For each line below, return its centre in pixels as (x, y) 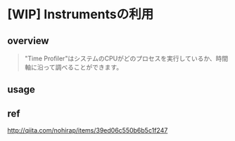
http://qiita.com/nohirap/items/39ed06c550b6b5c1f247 (88, 130)
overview (28, 40)
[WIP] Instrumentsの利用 (81, 14)
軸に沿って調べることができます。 (74, 67)
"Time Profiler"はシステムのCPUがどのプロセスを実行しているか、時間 (126, 58)
